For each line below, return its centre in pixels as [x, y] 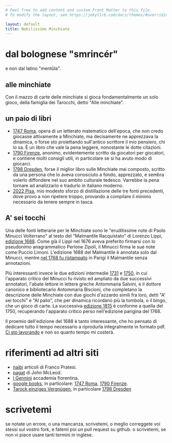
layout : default [23, 24]
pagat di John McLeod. [37, 372]
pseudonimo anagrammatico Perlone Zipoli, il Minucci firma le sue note [80, 246]
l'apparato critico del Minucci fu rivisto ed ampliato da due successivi [79, 278]
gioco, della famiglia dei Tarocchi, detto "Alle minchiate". [65, 102]
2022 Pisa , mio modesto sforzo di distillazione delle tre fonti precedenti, [89, 191]
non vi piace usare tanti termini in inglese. [49, 435]
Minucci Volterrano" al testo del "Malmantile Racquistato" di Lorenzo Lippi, [84, 236]
